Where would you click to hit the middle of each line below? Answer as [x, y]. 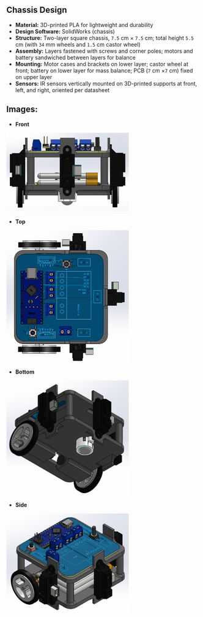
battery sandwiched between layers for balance [76, 57]
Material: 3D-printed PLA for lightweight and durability [84, 25]
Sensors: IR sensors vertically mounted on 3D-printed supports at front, [106, 83]
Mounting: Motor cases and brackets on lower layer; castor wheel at [102, 64]
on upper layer [34, 77]
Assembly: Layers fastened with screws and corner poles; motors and [104, 51]
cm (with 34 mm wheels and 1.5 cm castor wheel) [78, 44]
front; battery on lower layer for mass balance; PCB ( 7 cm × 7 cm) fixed [104, 71]
